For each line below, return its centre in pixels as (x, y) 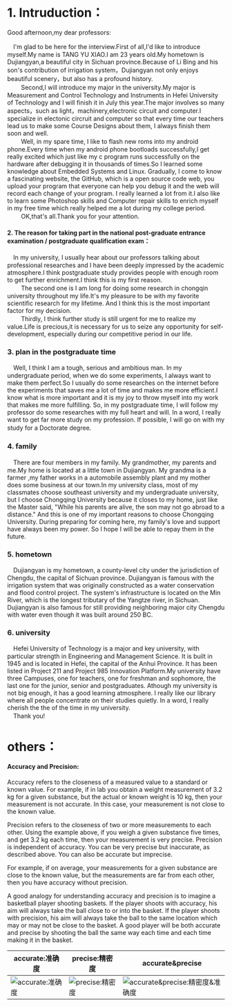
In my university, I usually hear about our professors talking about (106, 257)
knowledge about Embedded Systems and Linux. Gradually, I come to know (115, 171)
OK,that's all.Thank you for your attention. (80, 216)
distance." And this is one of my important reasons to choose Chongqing (110, 514)
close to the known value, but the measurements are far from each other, (111, 875)
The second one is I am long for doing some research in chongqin (114, 288)
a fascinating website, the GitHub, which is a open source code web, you (111, 179)
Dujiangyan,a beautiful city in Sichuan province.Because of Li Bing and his (113, 62)
